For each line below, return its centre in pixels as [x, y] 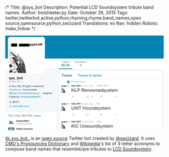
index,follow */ [20, 29]
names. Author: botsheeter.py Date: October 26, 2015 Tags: [67, 13]
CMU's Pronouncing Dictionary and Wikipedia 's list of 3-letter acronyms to [82, 143]
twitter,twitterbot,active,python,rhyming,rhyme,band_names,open [73, 18]
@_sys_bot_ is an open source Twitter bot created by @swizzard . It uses [80, 138]
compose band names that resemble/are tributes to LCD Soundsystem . [79, 149]
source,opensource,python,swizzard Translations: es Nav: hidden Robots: [82, 23]
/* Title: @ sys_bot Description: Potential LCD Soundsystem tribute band [79, 7]
